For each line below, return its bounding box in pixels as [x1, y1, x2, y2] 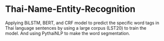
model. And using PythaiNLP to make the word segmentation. [5, 30, 130, 36]
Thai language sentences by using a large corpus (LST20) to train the [5, 25, 147, 31]
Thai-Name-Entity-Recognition [5, 3, 136, 15]
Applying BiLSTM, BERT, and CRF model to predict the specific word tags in [5, 20, 160, 26]
